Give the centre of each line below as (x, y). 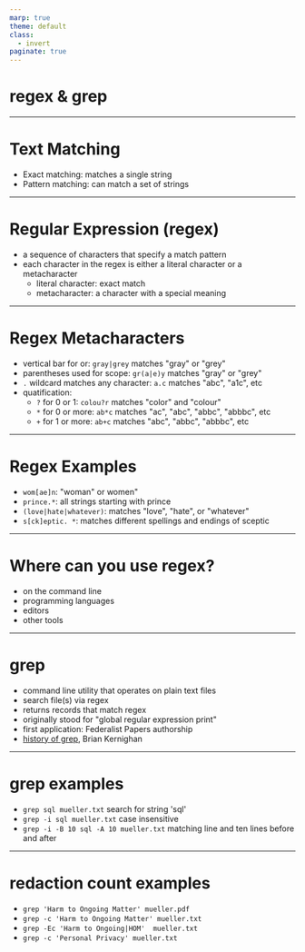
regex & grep (59, 97)
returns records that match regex (84, 709)
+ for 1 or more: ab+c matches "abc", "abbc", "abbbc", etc (143, 421)
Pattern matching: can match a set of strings (105, 184)
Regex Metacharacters (97, 338)
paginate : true (38, 52)
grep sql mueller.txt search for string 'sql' (104, 808)
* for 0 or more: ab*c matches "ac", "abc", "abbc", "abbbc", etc (153, 412)
